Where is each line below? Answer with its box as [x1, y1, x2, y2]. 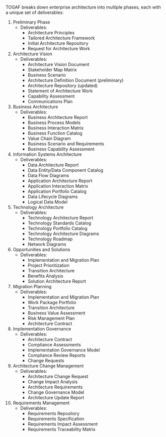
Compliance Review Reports [27, 352, 86, 358]
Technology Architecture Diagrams [27, 231, 99, 236]
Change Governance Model [27, 389, 84, 395]
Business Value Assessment [27, 310, 85, 316]
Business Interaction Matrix [27, 125, 84, 131]
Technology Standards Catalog [27, 220, 91, 226]
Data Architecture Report [27, 162, 79, 168]
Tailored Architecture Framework [27, 35, 95, 41]
